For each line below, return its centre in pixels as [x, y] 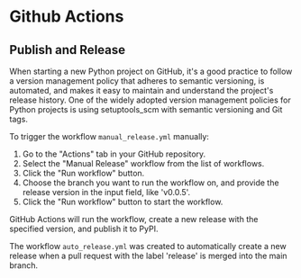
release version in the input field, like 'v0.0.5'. [106, 192]
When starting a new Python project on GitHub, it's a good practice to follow [151, 71]
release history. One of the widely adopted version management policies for [150, 100]
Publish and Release [68, 50]
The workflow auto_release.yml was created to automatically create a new [148, 246]
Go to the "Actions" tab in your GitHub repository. [114, 154]
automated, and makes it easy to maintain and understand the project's [141, 90]
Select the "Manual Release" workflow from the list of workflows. [143, 163]
